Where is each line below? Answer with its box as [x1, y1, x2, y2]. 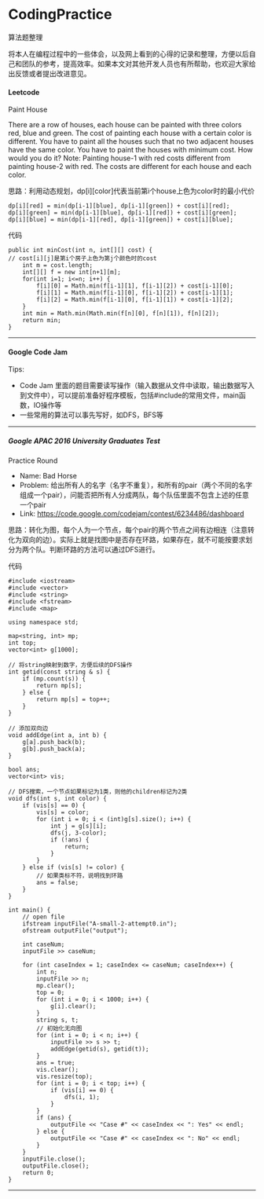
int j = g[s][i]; [49, 823, 108, 830]
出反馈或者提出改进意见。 [8, 68, 91, 78]
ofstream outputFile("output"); [22, 927, 128, 935]
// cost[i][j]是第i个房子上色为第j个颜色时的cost [8, 255, 157, 262]
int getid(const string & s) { [8, 668, 111, 676]
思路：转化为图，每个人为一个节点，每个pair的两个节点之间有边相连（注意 [8, 525, 248, 535]
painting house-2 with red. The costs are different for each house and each [8, 162, 252, 171]
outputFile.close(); [22, 1162, 90, 1170]
